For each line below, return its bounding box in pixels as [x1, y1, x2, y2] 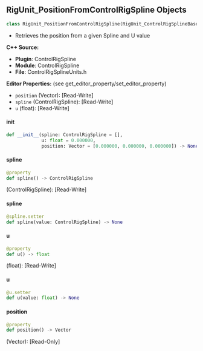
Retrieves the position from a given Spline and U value [14, 31, 150, 39]
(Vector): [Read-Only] [6, 338, 60, 346]
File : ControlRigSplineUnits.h [14, 68, 87, 75]
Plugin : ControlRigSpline [14, 55, 77, 62]
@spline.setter [6, 213, 45, 220]
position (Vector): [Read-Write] [14, 91, 94, 99]
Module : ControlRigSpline [14, 62, 80, 69]
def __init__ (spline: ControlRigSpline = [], [6, 131, 123, 138]
